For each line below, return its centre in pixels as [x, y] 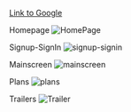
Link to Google [36, 13]
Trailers [23, 99]
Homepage [30, 30]
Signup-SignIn [35, 47]
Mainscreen [31, 64]
